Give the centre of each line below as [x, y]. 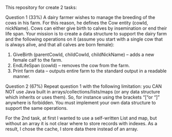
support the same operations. [37, 108]
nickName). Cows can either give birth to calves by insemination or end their [86, 28]
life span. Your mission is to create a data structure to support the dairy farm [86, 34]
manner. [22, 76]
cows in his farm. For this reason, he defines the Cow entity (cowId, [77, 23]
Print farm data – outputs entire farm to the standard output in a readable [90, 71]
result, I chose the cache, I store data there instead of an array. [72, 129]
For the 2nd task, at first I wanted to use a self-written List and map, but [81, 118]
